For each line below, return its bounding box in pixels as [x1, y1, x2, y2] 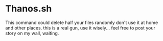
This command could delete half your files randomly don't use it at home [5, 19, 158, 25]
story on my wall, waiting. [5, 30, 59, 36]
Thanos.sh [5, 3, 52, 14]
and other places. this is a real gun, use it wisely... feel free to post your [5, 24, 156, 30]
